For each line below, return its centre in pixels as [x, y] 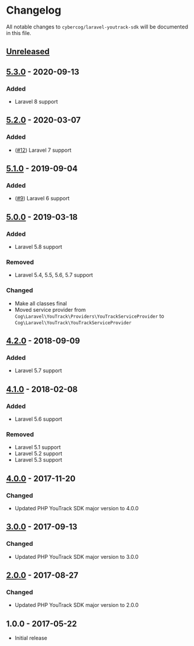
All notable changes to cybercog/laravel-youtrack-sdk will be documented [97, 27]
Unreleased [28, 52]
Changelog [34, 10]
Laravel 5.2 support [38, 453]
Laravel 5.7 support [38, 370]
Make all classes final [41, 303]
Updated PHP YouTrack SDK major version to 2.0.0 [77, 605]
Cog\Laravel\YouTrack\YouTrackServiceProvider [73, 323]
